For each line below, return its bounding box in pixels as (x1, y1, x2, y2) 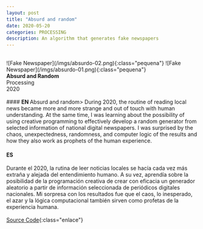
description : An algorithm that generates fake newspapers (6, 35, 159, 42)
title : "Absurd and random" (6, 16, 78, 23)
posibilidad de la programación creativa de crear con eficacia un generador (6, 177, 196, 185)
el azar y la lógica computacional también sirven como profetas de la (6, 197, 179, 204)
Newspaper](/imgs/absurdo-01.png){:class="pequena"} (6, 66, 146, 73)
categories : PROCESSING (6, 29, 67, 35)
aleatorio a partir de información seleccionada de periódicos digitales (6, 184, 181, 191)
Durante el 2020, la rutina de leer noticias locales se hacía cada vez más (6, 164, 188, 172)
